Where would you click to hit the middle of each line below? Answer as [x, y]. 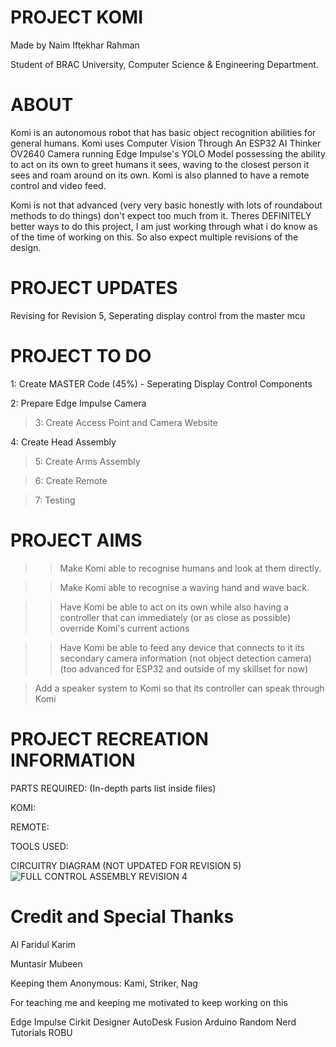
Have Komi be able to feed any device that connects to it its [182, 647]
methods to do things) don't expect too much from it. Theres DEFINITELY [161, 215]
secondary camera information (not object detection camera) [185, 658]
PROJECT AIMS [76, 540]
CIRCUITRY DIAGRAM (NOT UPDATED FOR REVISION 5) [126, 865]
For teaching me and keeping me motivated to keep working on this [149, 1002]
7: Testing [55, 500]
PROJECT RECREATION [109, 738]
